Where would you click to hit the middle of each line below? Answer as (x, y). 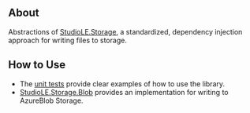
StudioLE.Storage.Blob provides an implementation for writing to (124, 92)
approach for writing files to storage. (68, 40)
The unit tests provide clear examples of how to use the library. (122, 84)
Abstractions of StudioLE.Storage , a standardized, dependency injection (125, 31)
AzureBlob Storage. (51, 100)
